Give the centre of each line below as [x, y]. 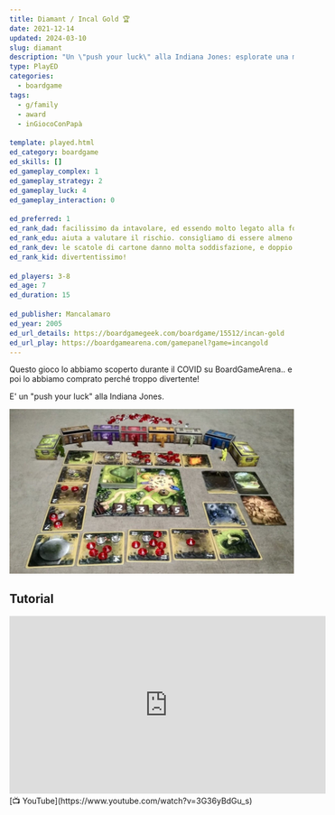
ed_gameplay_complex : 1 [54, 171]
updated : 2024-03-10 [48, 38]
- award [32, 114]
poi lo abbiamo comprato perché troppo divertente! [105, 379]
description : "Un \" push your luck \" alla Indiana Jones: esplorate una [149, 57]
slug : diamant [36, 48]
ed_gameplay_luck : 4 [48, 190]
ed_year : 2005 [36, 324]
